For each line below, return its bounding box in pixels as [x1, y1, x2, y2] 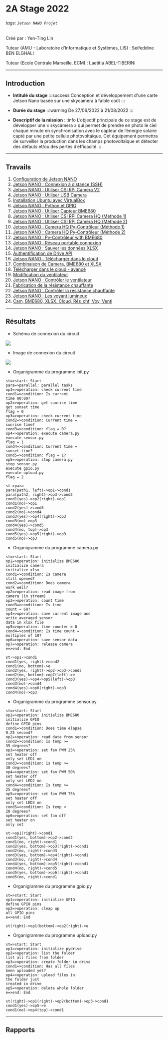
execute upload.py [5, 470, 44, 475]
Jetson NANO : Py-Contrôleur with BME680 [12, 234, 103, 240]
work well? [5, 585, 28, 590]
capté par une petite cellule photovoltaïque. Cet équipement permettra [12, 133, 158, 139]
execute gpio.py [5, 466, 39, 471]
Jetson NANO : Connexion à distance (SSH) [12, 181, 103, 187]
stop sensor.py [5, 461, 37, 466]
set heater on [5, 818, 35, 823]
